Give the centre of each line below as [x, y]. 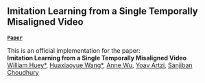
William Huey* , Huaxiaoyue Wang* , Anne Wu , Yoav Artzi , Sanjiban [100, 65]
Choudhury [23, 72]
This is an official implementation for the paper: [74, 50]
